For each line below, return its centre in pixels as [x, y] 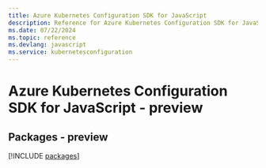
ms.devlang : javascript [47, 45]
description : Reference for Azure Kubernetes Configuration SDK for [123, 23]
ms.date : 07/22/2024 [42, 30]
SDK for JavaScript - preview [106, 108]
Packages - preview [58, 137]
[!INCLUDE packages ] [44, 156]
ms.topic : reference [42, 37]
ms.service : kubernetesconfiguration [70, 52]
